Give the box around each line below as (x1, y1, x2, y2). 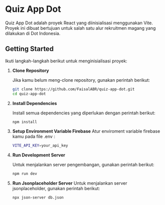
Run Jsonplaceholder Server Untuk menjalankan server (12, 180, 127, 186)
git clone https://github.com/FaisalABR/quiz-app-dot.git (12, 87, 135, 92)
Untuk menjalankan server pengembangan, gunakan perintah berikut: (12, 162, 155, 168)
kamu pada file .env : (12, 134, 55, 140)
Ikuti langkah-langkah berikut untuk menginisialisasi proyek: (5, 58, 127, 64)
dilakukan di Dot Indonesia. (5, 30, 60, 36)
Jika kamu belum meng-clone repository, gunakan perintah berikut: (12, 77, 150, 83)
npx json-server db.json (12, 195, 64, 200)
